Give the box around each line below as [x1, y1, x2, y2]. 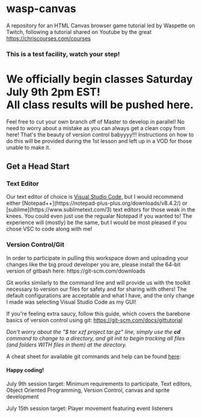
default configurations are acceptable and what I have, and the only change [6, 291, 195, 299]
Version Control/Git [6, 241, 65, 249]
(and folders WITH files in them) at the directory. [6, 341, 127, 348]
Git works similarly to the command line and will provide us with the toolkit [6, 279, 191, 286]
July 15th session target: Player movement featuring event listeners [6, 405, 173, 412]
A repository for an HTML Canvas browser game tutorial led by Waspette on [6, 22, 195, 29]
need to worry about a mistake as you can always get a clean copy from [6, 124, 186, 131]
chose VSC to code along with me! [6, 225, 92, 233]
